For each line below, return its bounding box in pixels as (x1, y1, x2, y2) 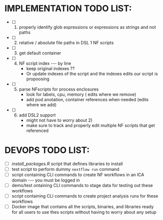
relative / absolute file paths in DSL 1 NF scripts (19, 39, 114, 45)
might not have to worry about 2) (26, 117, 93, 123)
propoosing (26, 76, 50, 82)
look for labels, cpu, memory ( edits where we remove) (26, 91, 137, 97)
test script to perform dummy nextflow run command (11, 166, 120, 172)
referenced (26, 128, 49, 133)
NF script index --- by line (19, 60, 71, 66)
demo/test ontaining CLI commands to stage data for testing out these (11, 183, 153, 188)
